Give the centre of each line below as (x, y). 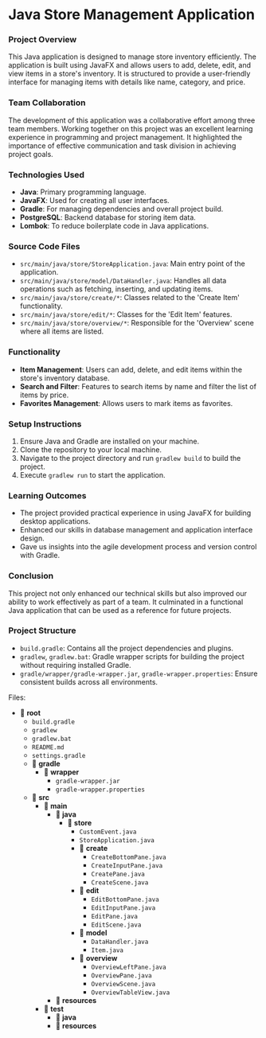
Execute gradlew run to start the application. (92, 474)
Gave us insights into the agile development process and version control (138, 547)
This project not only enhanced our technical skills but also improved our (127, 593)
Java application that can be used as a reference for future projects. (120, 610)
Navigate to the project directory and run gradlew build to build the (130, 458)
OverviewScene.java (123, 984)
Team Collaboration (47, 103)
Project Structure (42, 630)
